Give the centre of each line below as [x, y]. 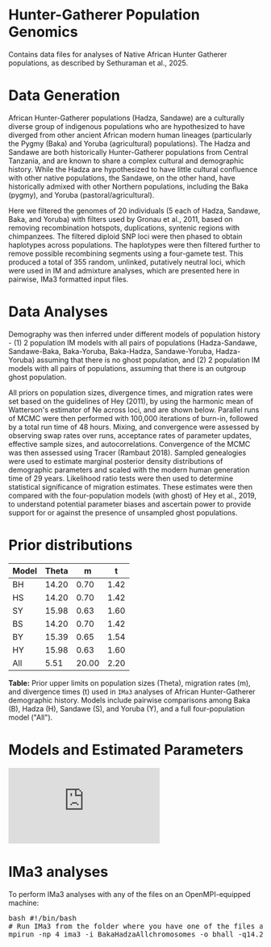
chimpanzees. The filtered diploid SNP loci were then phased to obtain [126, 236]
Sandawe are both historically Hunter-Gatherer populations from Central [128, 152]
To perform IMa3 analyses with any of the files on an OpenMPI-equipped [130, 894]
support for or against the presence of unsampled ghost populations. [123, 512]
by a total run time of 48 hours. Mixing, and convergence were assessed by [134, 427]
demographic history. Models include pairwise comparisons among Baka [129, 700]
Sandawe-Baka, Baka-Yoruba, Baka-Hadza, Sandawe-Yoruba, [111, 351]
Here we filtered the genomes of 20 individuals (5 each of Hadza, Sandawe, [134, 211]
